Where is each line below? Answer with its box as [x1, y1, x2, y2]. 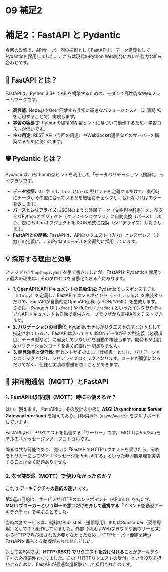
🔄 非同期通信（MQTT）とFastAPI [5, 377, 109, 386]
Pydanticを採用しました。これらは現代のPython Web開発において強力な [5, 53, 154, 59]
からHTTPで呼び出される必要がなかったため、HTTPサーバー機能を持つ [5, 532, 152, 538]
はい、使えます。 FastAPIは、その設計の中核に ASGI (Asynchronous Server [5, 406, 162, 413]
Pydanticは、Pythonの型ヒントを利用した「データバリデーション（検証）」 [5, 171, 159, 177]
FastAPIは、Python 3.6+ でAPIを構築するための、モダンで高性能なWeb [5, 90, 152, 96]
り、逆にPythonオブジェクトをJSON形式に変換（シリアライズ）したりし [12, 219, 162, 225]
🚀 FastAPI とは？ [5, 76, 58, 85]
